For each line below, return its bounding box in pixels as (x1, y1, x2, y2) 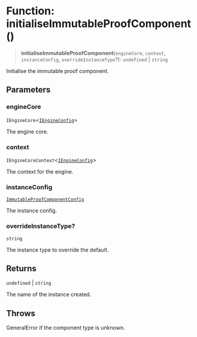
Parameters (6, 85, 51, 95)
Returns (6, 263, 37, 274)
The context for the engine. (6, 168, 74, 175)
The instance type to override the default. (6, 246, 109, 253)
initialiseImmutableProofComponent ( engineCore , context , (20, 49, 166, 56)
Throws (6, 308, 36, 318)
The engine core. (6, 127, 49, 135)
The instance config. (6, 207, 57, 214)
